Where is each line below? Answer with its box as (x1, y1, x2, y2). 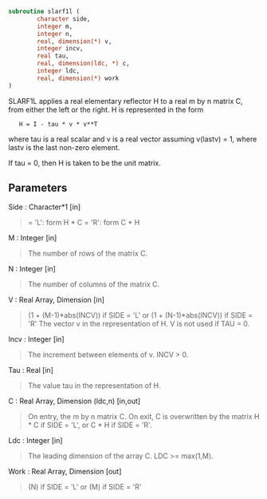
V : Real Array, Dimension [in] (8, 295, 105, 305)
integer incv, (37, 45, 84, 53)
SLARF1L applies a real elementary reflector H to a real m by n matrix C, (8, 96, 243, 105)
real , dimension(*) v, (37, 37, 112, 46)
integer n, (37, 30, 73, 38)
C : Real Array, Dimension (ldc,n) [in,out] (8, 396, 141, 406)
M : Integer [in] (8, 233, 57, 243)
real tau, (37, 52, 69, 60)
